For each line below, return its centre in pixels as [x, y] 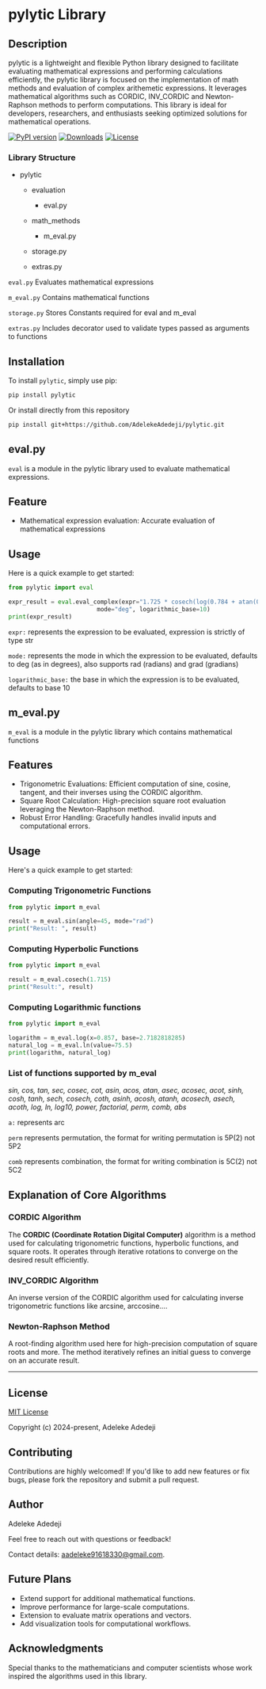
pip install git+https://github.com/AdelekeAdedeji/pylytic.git [116, 424]
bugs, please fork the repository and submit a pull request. [104, 1480]
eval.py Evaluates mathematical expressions [81, 282]
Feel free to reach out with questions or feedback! [90, 1539]
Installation [36, 361]
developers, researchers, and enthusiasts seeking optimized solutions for [128, 113]
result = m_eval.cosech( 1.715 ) [60, 980]
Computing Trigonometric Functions [80, 891]
